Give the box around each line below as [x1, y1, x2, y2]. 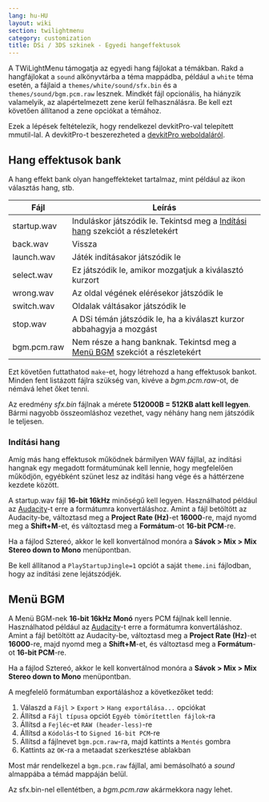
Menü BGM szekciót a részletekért [71, 346, 202, 357]
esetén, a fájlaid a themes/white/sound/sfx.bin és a [8, 81, 178, 90]
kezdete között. [8, 480, 59, 490]
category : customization [8, 34, 91, 42]
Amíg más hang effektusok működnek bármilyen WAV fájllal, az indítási [8, 455, 242, 464]
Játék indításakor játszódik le [71, 251, 182, 263]
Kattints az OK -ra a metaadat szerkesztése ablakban [19, 745, 191, 755]
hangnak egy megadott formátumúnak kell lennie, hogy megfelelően [8, 463, 234, 473]
